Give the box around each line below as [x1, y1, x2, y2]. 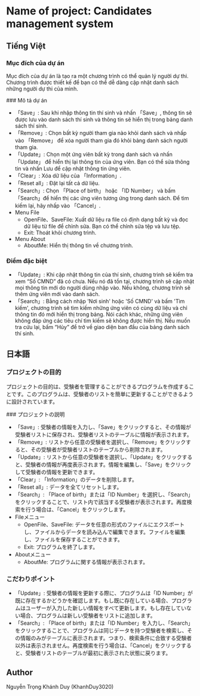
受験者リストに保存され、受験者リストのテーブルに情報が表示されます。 [14, 430, 192, 438]
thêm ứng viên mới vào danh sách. [14, 291, 100, 298]
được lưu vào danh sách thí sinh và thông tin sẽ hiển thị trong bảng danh [14, 116, 193, 123]
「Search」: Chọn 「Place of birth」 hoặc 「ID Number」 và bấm [14, 187, 176, 194]
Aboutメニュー [14, 550, 51, 558]
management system [6, 17, 113, 31]
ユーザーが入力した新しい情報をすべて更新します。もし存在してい [25, 604, 187, 612]
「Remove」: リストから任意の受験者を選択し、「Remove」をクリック [14, 438, 186, 445]
